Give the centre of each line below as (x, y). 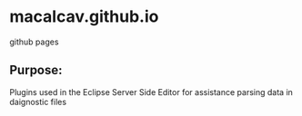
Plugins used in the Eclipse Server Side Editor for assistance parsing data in (151, 92)
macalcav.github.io (84, 17)
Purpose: (36, 70)
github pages (34, 42)
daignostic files (38, 101)
